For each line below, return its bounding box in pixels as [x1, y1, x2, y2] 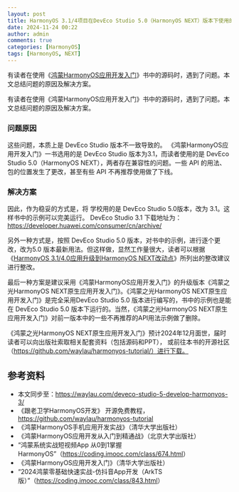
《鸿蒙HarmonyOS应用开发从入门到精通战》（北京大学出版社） [17, 432, 201, 441]
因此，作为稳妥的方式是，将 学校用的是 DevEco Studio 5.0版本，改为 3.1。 [7, 205, 224, 213]
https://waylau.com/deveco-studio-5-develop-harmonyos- [55, 390, 228, 399]
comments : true [7, 37, 53, 44]
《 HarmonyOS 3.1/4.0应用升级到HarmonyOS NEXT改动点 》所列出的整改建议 [7, 254, 230, 262]
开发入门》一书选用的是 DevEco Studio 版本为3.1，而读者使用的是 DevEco [13, 150, 230, 158]
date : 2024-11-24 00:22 [7, 24, 78, 31]
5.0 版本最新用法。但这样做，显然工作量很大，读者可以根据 [31, 245, 206, 254]
